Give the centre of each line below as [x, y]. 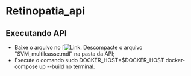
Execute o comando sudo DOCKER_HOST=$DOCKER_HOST [89, 60]
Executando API [36, 33]
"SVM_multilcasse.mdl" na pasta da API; [64, 54]
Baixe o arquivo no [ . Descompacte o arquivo [78, 47]
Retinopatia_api [45, 11]
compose [26, 66]
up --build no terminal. [67, 66]
